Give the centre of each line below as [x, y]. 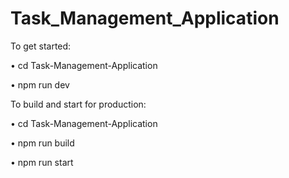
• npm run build [42, 143]
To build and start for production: [78, 104]
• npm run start [42, 162]
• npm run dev [40, 84]
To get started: [41, 46]
